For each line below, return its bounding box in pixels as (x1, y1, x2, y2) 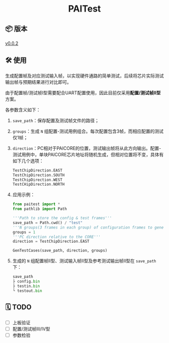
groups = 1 (12, 230, 36, 235)
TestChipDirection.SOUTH (12, 173, 65, 178)
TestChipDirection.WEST (12, 177, 63, 182)
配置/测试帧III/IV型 (12, 326, 50, 332)
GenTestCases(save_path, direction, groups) (12, 248, 108, 253)
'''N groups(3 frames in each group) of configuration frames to (12, 225, 152, 230)
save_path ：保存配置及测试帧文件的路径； (12, 117, 100, 124)
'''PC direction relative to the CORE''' (12, 234, 101, 240)
